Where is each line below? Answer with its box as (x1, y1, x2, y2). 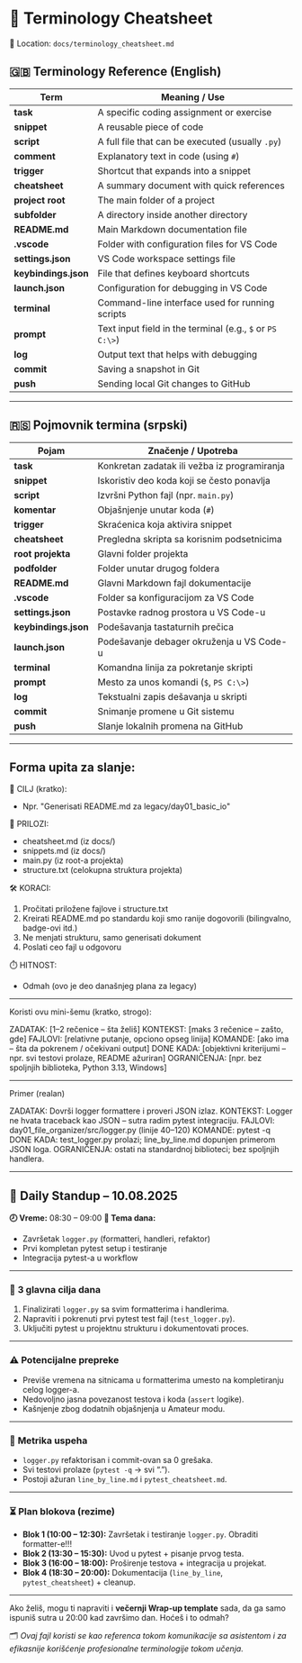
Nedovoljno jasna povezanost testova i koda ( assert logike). (22, 1394, 244, 1404)
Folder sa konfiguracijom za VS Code (97, 591, 254, 604)
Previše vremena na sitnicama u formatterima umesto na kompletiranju (22, 1374, 285, 1386)
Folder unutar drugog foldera (97, 562, 220, 575)
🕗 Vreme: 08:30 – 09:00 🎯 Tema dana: (9, 1213, 156, 1223)
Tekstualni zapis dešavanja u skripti (97, 690, 247, 703)
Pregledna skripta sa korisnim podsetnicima (97, 532, 282, 545)
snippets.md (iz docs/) (22, 846, 106, 857)
